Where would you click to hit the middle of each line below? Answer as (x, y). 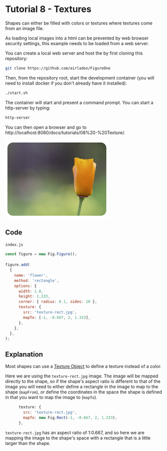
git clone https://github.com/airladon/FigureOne (58, 68)
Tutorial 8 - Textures (48, 9)
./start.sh (16, 93)
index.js (14, 245)
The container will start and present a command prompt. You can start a (79, 102)
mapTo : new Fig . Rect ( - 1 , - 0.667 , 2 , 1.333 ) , (70, 417)
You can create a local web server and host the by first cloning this (74, 53)
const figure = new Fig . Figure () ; (41, 254)
